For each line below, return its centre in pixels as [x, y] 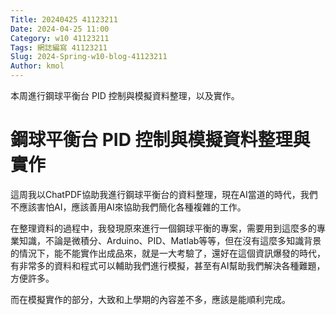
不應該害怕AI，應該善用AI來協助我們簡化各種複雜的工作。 [128, 207]
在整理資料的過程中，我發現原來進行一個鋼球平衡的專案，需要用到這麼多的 [163, 228]
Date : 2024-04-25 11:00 [60, 29]
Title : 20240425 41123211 [64, 19]
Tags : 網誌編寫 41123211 [59, 47]
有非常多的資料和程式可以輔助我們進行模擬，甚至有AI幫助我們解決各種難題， [168, 265]
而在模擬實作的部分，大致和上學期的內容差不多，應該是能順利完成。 [150, 299]
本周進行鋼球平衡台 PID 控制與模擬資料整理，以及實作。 [125, 95]
